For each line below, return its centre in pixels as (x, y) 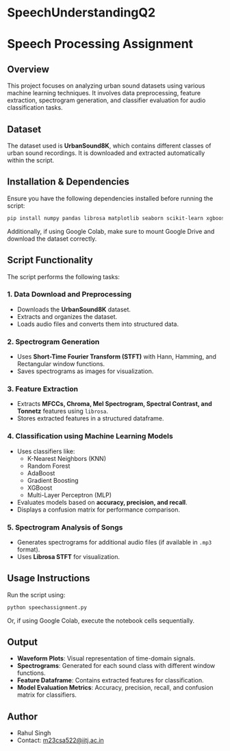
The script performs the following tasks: (63, 276)
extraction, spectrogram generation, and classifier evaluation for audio (106, 100)
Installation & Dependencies (68, 182)
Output (22, 642)
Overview (28, 69)
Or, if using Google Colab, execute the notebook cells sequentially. (101, 620)
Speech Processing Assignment (100, 44)
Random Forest (49, 466)
